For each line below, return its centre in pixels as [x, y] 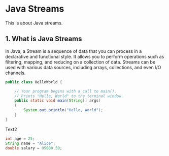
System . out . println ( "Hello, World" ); [63, 110]
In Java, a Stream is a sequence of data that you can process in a [74, 51]
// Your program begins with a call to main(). [65, 91]
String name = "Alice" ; [30, 143]
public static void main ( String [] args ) [58, 101]
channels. [15, 73]
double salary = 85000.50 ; [34, 148]
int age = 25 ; [20, 138]
